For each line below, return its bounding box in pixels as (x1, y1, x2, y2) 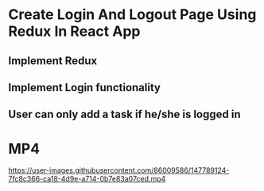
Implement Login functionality (8, 81, 161, 94)
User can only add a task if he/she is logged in (8, 108, 241, 121)
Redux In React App (8, 22, 141, 40)
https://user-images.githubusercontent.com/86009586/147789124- (8, 166, 230, 175)
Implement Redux (8, 54, 98, 67)
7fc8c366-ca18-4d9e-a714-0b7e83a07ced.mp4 (8, 174, 166, 184)
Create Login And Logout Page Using (8, 6, 257, 24)
